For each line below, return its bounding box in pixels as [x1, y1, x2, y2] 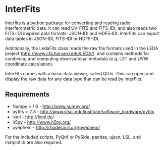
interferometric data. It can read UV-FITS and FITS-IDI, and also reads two [5, 25, 157, 31]
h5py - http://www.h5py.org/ [12, 119, 71, 125]
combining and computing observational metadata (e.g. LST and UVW [5, 55, 149, 61]
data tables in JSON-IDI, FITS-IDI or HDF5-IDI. [5, 36, 100, 42]
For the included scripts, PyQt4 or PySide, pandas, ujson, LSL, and [5, 134, 141, 140]
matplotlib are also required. [5, 139, 63, 145]
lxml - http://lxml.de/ [12, 114, 55, 120]
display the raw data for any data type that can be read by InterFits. [5, 76, 143, 82]
